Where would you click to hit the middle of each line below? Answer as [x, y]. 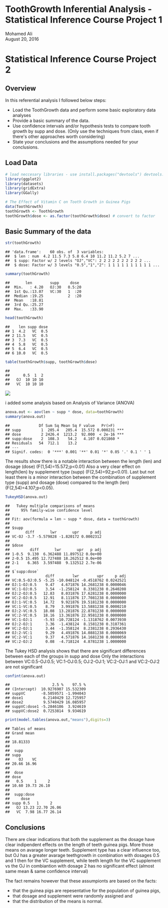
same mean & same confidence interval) [47, 871]
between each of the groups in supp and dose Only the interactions [75, 656]
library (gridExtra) [25, 188]
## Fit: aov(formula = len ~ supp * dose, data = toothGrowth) [72, 519]
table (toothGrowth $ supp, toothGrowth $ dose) [51, 362]
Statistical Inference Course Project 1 [84, 20]
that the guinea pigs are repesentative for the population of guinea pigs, [86, 890]
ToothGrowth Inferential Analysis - [78, 9]
